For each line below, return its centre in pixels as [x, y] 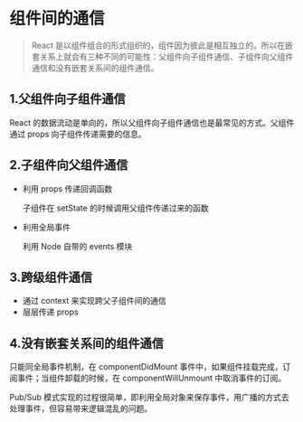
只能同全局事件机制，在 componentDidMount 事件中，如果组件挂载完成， [146, 367]
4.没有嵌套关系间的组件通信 [87, 343]
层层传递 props [50, 312]
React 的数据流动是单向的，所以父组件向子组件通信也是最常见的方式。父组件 [152, 122]
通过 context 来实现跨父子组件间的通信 [95, 301]
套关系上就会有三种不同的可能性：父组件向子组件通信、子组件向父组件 [162, 56]
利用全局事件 [46, 227]
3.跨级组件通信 [51, 277]
